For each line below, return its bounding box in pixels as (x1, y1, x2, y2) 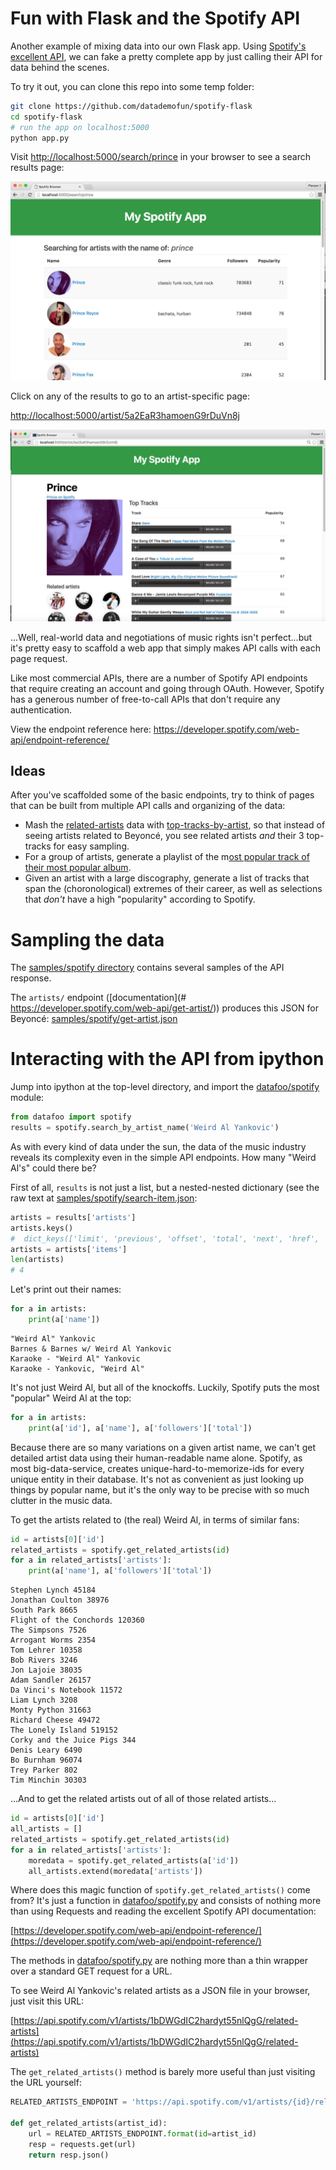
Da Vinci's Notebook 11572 (10, 1685, 123, 1696)
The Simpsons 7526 (10, 1625, 87, 1636)
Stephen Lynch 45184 (10, 1585, 97, 1596)
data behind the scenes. (10, 61, 110, 73)
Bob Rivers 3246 (10, 1655, 78, 1666)
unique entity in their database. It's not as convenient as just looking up (10, 1473, 305, 1485)
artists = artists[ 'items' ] (10, 1244, 128, 1254)
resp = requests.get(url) (28, 2139, 137, 2149)
